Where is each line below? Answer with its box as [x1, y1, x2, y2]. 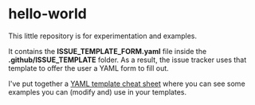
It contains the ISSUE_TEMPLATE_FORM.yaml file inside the [8, 46, 207, 56]
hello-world [8, 5, 88, 23]
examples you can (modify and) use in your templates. [8, 87, 187, 96]
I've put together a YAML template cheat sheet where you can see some [8, 79, 245, 88]
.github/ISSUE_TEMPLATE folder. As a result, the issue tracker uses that [8, 55, 247, 64]
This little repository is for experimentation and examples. [8, 31, 198, 41]
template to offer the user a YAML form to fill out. [8, 63, 169, 72]
